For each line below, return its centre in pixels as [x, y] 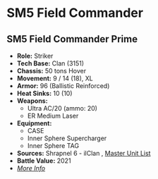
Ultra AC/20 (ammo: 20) [62, 108]
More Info [31, 168]
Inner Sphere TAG [53, 146]
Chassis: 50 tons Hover [51, 71]
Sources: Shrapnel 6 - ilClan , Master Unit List [84, 153]
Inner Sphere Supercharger [67, 138]
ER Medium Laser [53, 116]
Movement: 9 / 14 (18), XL [55, 78]
